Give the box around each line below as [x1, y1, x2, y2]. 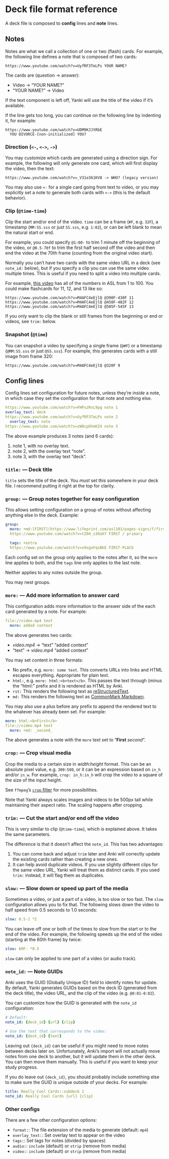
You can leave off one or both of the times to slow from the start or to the [5, 926, 157, 932]
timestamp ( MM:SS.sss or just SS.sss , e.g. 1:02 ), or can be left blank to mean [5, 224, 162, 230]
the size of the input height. [5, 777, 62, 783]
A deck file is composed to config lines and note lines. [5, 20, 119, 26]
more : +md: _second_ [10, 727, 53, 733]
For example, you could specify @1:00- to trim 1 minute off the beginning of [5, 239, 160, 246]
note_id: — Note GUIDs [5, 968, 63, 975]
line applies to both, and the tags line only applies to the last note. [5, 560, 141, 566]
